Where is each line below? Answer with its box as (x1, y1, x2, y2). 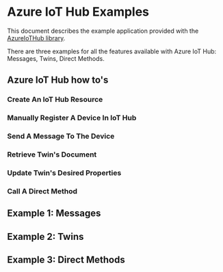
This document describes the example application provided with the (7, 27, 199, 35)
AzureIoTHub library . (7, 33, 66, 42)
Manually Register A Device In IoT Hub (7, 113, 137, 123)
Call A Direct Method (7, 186, 77, 195)
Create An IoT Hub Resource (7, 95, 103, 105)
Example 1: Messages (7, 208, 101, 219)
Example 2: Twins (7, 230, 84, 243)
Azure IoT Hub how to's (7, 74, 109, 86)
